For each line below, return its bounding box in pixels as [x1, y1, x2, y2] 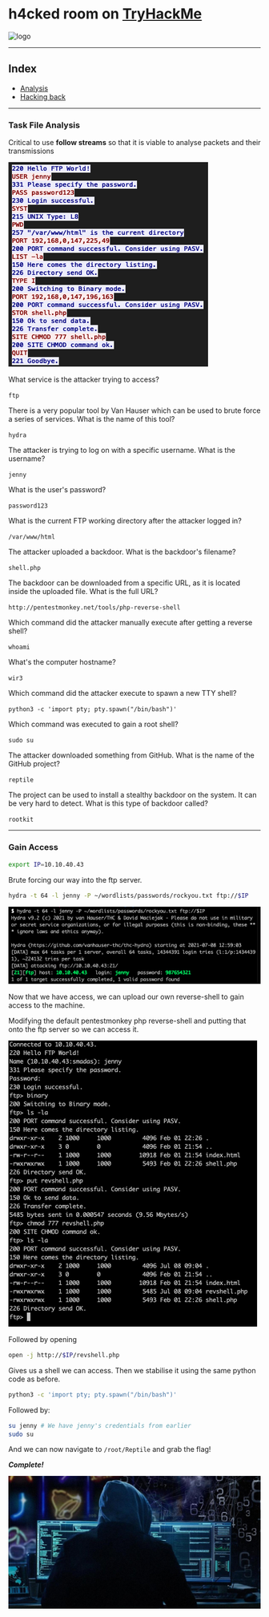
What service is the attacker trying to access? [8, 374, 160, 385]
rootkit [8, 815, 34, 824]
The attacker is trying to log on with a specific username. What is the [8, 446, 236, 455]
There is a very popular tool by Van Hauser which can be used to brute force [8, 406, 261, 415]
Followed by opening [8, 1334, 78, 1344]
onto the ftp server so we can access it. [8, 1024, 139, 1034]
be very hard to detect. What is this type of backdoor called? [8, 798, 208, 808]
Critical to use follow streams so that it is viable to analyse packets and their [8, 138, 261, 148]
